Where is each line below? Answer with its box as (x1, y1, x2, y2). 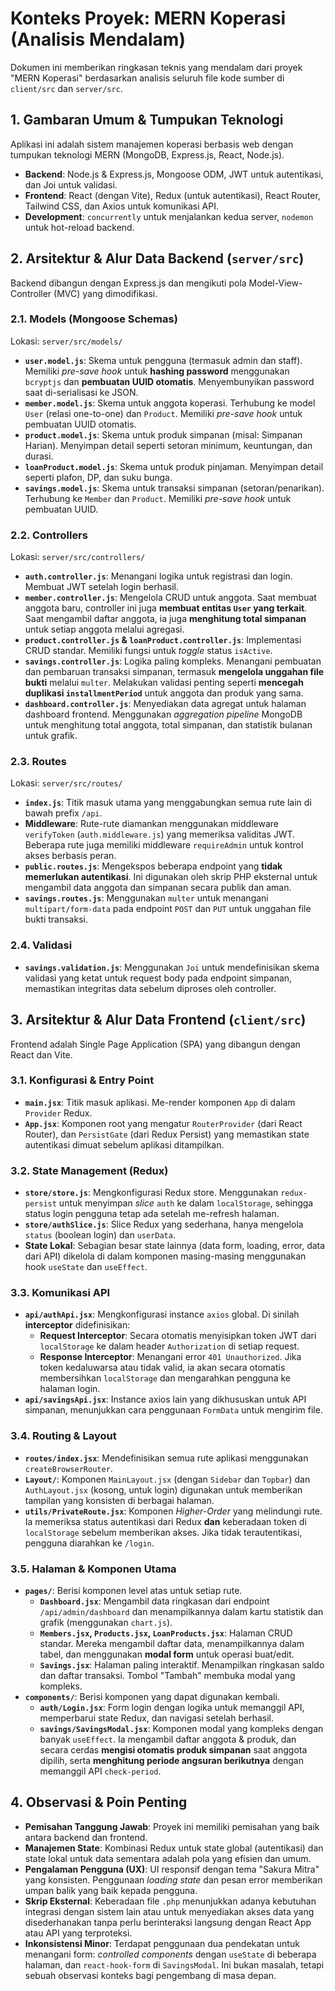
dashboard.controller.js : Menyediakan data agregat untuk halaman (24, 698, 307, 710)
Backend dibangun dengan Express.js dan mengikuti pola (10, 277, 247, 289)
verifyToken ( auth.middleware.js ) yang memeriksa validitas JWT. (24, 828, 296, 841)
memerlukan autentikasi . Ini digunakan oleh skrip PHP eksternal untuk (24, 871, 318, 883)
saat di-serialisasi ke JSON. (24, 386, 139, 398)
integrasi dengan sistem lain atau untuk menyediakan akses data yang (24, 1905, 315, 1917)
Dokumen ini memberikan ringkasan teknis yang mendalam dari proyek (10, 61, 303, 73)
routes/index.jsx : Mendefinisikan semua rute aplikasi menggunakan (24, 1452, 309, 1464)
